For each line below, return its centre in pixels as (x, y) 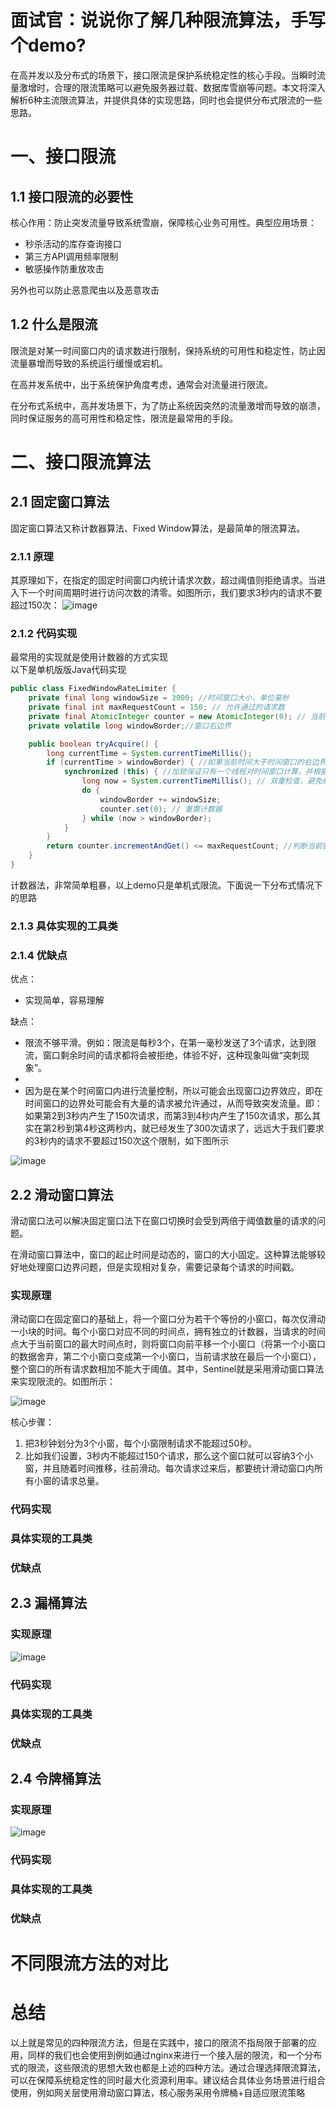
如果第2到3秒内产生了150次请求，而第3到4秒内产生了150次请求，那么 (168, 1116)
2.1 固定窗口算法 (60, 502)
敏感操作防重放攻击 (64, 268)
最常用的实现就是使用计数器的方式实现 (89, 657)
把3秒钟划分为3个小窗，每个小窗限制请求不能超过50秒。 (141, 1443)
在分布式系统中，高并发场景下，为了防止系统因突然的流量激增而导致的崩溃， (168, 405)
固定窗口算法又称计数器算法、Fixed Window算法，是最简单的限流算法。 (158, 528)
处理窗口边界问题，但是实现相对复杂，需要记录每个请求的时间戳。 (163, 1267)
